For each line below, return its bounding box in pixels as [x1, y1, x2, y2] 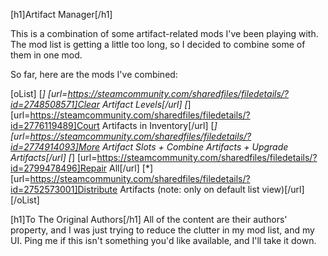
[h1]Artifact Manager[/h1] [10, 9, 113, 20]
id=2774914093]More [10, 141, 101, 153]
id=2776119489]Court [10, 120, 100, 131]
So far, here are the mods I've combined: [10, 69, 178, 80]
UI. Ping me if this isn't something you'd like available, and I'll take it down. [10, 235, 317, 246]
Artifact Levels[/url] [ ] [101, 99, 192, 110]
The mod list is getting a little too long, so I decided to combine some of [10, 39, 306, 50]
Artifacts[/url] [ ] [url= [10, 152, 98, 163]
